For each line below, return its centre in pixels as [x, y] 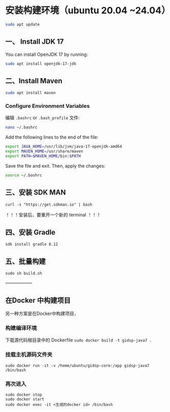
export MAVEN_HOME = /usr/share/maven [44, 151]
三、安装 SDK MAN [36, 192]
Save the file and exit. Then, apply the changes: [55, 166]
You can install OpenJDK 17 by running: [47, 54]
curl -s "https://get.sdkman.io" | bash [49, 204]
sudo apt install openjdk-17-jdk [41, 64]
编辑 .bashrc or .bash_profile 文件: [43, 118]
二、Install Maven [34, 81]
